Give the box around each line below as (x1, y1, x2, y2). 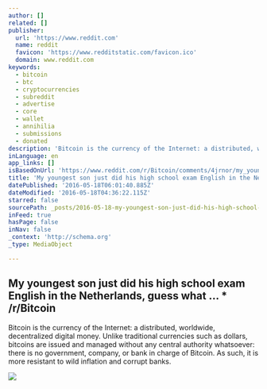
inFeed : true (8, 211, 52, 219)
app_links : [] (8, 160, 56, 168)
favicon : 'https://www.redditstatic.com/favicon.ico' (15, 48, 197, 56)
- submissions (15, 129, 62, 137)
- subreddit (15, 93, 56, 101)
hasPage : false (8, 218, 59, 226)
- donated (15, 137, 48, 145)
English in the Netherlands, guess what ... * (8, 289, 228, 302)
